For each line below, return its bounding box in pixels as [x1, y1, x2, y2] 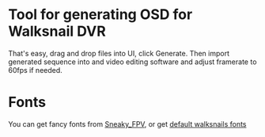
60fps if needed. [8, 65, 63, 74]
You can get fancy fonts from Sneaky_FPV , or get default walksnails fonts [8, 119, 247, 128]
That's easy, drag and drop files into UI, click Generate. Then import [8, 48, 230, 58]
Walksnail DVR [8, 22, 107, 40]
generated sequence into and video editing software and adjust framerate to [8, 57, 257, 67]
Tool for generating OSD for [8, 6, 193, 24]
